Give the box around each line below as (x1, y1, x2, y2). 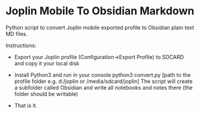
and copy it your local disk (14, 60, 80, 67)
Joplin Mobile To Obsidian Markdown (5, 4, 195, 18)
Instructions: (5, 42, 37, 49)
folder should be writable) (14, 90, 78, 97)
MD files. (5, 30, 28, 37)
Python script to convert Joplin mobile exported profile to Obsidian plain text (5, 24, 195, 31)
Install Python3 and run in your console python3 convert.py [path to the (14, 71, 191, 78)
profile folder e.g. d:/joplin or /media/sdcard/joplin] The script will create (14, 78, 193, 85)
